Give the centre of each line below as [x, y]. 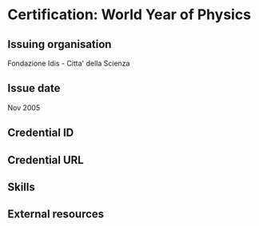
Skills [21, 186]
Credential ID [41, 133]
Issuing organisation [60, 44]
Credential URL [46, 160]
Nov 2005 [24, 107]
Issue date [34, 88]
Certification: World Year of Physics [129, 15]
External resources [56, 214]
